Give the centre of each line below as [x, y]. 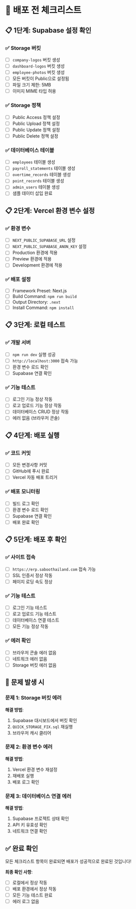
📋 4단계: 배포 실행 [32, 435]
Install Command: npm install [43, 307]
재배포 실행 [23, 775]
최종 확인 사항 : [19, 872]
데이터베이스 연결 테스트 [36, 620]
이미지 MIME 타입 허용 [34, 91]
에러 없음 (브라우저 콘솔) [36, 418]
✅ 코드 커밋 [18, 453]
